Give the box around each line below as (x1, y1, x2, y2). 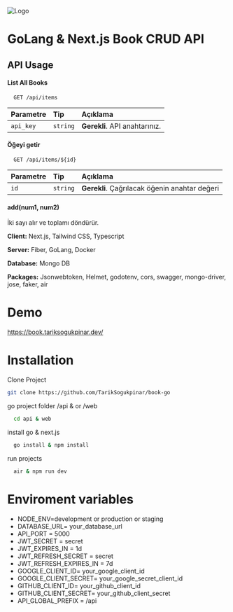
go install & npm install (13, 441, 90, 448)
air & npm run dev (13, 468, 68, 475)
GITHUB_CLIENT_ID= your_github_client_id (17, 581, 141, 590)
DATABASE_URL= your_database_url (17, 522, 122, 530)
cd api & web (13, 415, 52, 422)
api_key (10, 122, 36, 130)
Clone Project (7, 375, 47, 384)
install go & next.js (7, 428, 60, 436)
